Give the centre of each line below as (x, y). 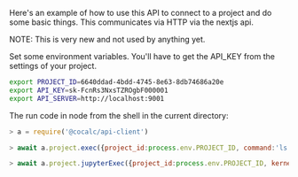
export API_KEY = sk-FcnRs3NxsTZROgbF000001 (89, 90)
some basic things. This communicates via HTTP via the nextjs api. (132, 22)
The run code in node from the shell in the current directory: (119, 115)
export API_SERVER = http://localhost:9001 (87, 98)
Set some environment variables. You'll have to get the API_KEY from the (142, 56)
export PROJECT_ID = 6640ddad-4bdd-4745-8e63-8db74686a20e (117, 82)
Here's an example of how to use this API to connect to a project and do (141, 13)
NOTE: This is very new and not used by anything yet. (107, 39)
